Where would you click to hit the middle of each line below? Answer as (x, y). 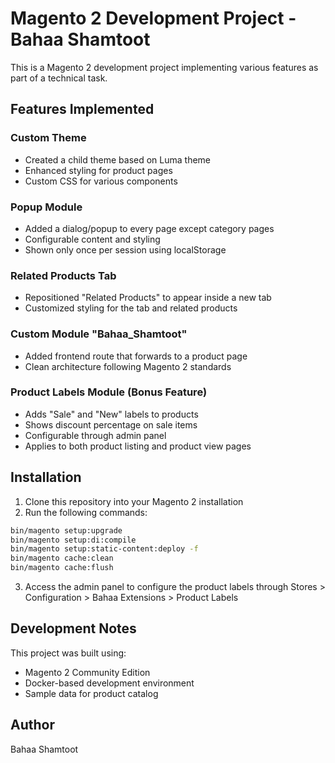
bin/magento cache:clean (62, 558)
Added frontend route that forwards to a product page (136, 356)
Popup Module (46, 207)
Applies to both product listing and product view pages (138, 446)
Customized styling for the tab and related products (131, 308)
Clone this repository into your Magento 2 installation (134, 501)
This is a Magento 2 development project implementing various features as (164, 67)
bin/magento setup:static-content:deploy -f (104, 549)
